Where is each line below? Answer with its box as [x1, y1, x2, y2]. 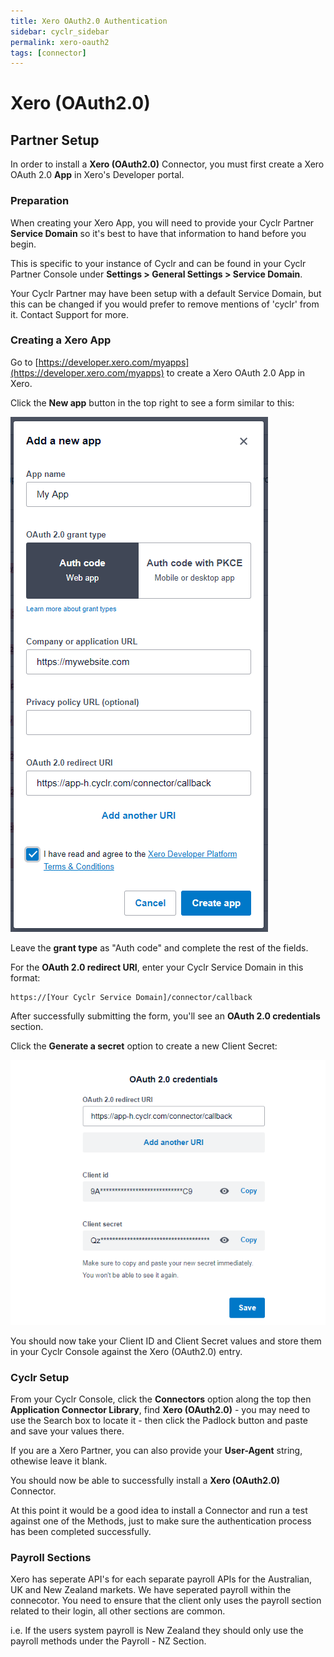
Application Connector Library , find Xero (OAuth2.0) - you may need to [10, 1404, 311, 1416]
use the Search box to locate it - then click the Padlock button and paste [10, 1415, 308, 1427]
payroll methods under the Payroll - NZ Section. [10, 1635, 207, 1647]
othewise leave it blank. [10, 1455, 108, 1467]
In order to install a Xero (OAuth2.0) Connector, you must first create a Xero [10, 158, 325, 170]
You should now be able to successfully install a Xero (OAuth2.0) [10, 1475, 281, 1487]
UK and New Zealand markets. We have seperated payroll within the [10, 1584, 292, 1596]
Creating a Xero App [10, 333, 112, 347]
